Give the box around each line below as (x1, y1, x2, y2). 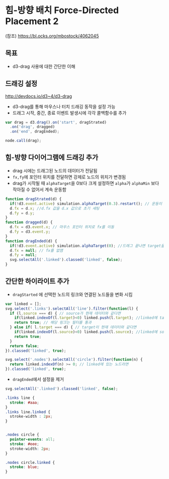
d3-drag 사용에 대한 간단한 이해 (12, 63, 75, 69)
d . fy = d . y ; (10, 211, 35, 216)
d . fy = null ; (10, 252, 37, 258)
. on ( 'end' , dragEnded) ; (10, 129, 59, 134)
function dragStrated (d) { (5, 197, 62, 202)
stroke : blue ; (10, 464, 39, 470)
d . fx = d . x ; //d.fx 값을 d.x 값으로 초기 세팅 (10, 206, 100, 211)
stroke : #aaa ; (10, 400, 39, 405)
